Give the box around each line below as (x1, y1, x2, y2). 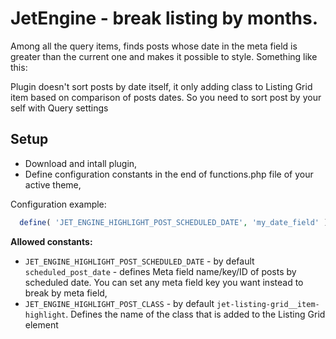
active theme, (24, 178, 82, 191)
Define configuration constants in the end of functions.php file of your (24, 168, 314, 180)
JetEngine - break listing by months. (10, 7, 319, 30)
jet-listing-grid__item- (216, 299, 320, 309)
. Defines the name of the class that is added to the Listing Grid (65, 308, 326, 320)
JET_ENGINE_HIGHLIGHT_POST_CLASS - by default (24, 297, 215, 309)
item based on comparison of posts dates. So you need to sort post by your (10, 91, 322, 103)
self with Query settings (10, 102, 109, 114)
